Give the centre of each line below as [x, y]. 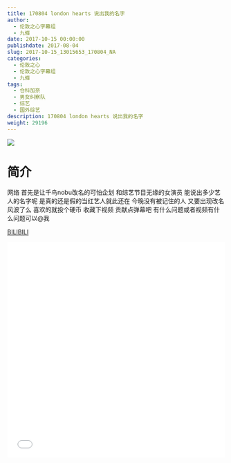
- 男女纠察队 [30, 97]
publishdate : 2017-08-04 [43, 46]
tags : [15, 84]
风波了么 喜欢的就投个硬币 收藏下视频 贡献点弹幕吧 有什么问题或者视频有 [111, 210]
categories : [24, 59]
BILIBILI [18, 232]
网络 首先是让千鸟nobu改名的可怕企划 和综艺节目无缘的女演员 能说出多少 [111, 192]
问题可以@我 [31, 218]
